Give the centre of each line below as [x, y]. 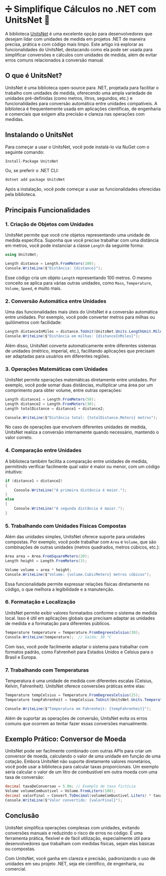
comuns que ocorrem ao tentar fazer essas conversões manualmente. [77, 723]
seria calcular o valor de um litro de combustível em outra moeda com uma [81, 772]
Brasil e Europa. [21, 657]
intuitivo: [14, 472]
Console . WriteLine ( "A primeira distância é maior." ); [70, 490]
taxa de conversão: [25, 777]
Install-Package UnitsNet [32, 161]
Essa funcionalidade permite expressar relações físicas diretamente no [77, 584]
